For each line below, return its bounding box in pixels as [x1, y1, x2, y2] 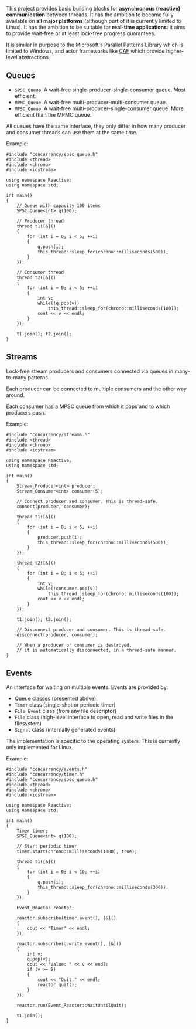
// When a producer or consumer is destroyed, [16, 642, 132, 648]
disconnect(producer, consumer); [16, 631, 98, 638]
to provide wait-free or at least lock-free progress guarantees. [6, 30, 156, 37]
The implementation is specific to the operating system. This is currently [6, 738, 180, 745]
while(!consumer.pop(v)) [37, 586, 98, 592]
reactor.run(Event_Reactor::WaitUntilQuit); [16, 1003, 127, 1008]
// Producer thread [16, 218, 64, 224]
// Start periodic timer [16, 844, 77, 850]
